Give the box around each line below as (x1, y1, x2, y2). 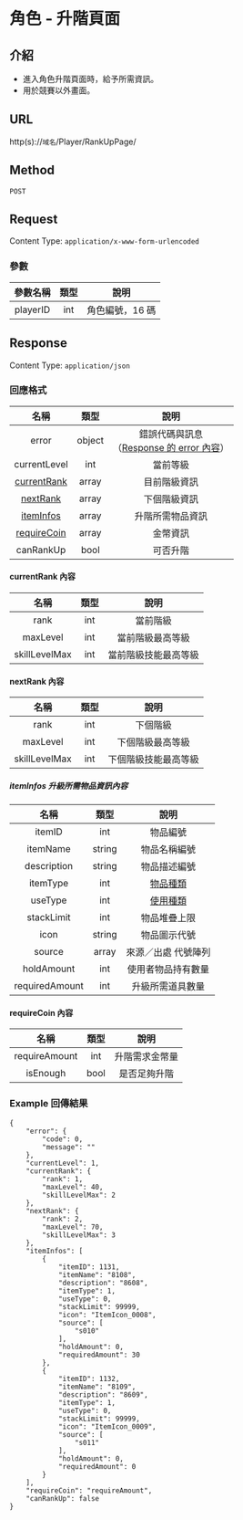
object (76, 434, 105, 446)
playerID (14, 303, 51, 316)
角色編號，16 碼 (86, 303, 157, 316)
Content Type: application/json (9, 360, 130, 371)
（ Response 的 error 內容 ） (112, 441, 229, 454)
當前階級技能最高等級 (107, 649, 199, 662)
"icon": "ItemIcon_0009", (57, 1421, 157, 1431)
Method (9, 162, 56, 178)
